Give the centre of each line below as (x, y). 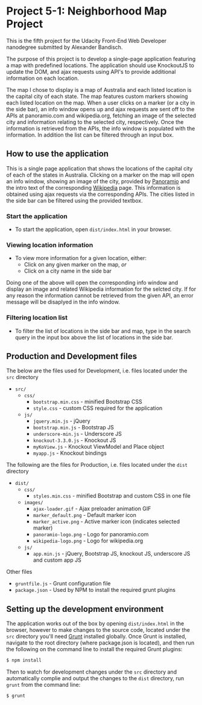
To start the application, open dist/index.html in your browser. (93, 229)
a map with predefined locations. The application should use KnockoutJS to (100, 65)
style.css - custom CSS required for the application (98, 408)
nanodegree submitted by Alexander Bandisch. (65, 47)
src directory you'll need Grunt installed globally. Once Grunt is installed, (96, 637)
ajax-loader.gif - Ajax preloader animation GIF (92, 508)
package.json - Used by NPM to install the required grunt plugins (95, 590)
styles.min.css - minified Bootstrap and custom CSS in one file (112, 496)
